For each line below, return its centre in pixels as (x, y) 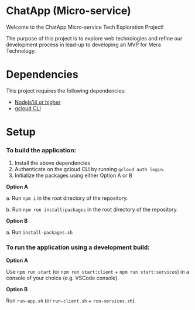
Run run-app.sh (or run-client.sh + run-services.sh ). (71, 301)
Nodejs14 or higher (37, 102)
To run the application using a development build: (78, 247)
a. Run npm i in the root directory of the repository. (67, 198)
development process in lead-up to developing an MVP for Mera (83, 45)
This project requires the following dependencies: (66, 91)
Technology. (21, 50)
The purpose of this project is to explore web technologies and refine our (94, 38)
